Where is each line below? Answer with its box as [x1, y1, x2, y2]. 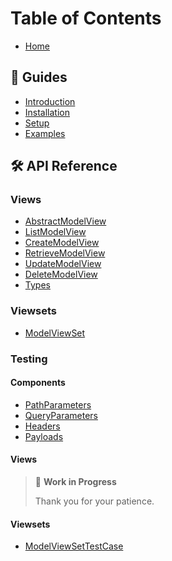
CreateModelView [24, 237, 100, 249]
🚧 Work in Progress [34, 476, 117, 488]
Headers [24, 420, 61, 432]
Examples [24, 127, 66, 139]
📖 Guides [10, 69, 68, 86]
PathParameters [24, 398, 92, 411]
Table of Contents [10, 7, 162, 30]
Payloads [24, 430, 64, 442]
